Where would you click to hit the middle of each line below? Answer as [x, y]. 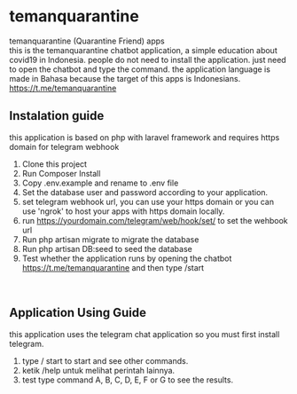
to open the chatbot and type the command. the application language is [140, 69]
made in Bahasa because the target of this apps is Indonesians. [125, 78]
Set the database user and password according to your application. [145, 192]
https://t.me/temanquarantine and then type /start [113, 267]
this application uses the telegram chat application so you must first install [145, 334]
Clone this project [54, 164]
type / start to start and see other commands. [105, 360]
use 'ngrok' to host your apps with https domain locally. [123, 211]
